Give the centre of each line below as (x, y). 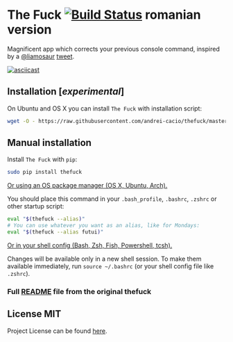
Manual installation (50, 143)
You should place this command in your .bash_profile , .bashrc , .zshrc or (112, 199)
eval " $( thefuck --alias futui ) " (55, 232)
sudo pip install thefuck (44, 172)
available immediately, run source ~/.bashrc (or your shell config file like (111, 266)
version (29, 30)
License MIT (34, 314)
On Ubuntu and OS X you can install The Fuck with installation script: (105, 108)
